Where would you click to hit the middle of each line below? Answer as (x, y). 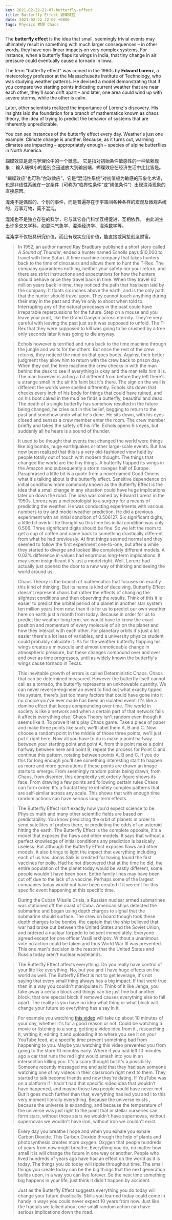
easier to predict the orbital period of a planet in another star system (90, 603)
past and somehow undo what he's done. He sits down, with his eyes (91, 415)
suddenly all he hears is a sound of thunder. (64, 431)
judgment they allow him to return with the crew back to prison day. (89, 360)
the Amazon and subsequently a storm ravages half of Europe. (84, 468)
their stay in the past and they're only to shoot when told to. (81, 301)
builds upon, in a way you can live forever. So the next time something (92, 1175)
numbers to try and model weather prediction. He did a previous (85, 512)
